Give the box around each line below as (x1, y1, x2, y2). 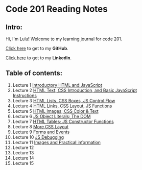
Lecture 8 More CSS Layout (12, 123, 69, 129)
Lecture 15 (12, 160, 34, 166)
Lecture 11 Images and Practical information (12, 139, 101, 145)
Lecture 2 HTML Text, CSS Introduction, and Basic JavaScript (12, 87, 137, 93)
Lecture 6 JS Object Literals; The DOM (12, 113, 91, 119)
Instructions (12, 92, 37, 98)
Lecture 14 (12, 155, 34, 161)
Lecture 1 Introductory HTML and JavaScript (12, 82, 102, 88)
